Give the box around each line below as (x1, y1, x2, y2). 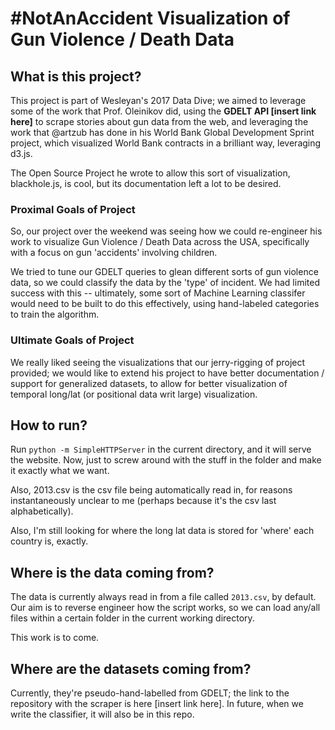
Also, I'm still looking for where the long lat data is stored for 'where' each (10, 525, 315, 537)
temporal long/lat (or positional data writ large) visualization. (10, 388, 258, 400)
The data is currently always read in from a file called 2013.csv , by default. (10, 591, 317, 603)
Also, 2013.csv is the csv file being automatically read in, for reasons (10, 484, 293, 496)
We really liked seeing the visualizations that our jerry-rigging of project (10, 356, 306, 368)
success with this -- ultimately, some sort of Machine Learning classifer (10, 287, 306, 299)
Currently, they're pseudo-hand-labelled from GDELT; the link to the (10, 687, 290, 699)
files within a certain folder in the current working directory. (10, 612, 255, 624)
